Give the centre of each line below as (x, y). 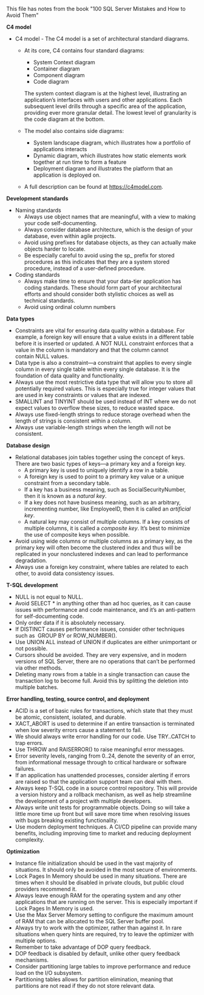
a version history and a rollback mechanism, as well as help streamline (103, 794)
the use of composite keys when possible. (77, 535)
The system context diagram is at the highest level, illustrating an (105, 93)
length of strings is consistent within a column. (73, 421)
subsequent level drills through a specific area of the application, (105, 106)
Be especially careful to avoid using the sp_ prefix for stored (99, 255)
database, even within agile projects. (70, 236)
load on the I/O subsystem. (49, 973)
